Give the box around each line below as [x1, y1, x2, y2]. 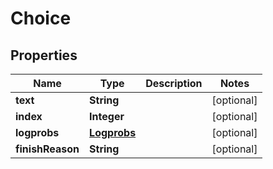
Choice [10, 7, 72, 30]
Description [145, 77, 203, 90]
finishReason [15, 142, 80, 156]
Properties [10, 47, 78, 64]
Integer [89, 110, 125, 123]
